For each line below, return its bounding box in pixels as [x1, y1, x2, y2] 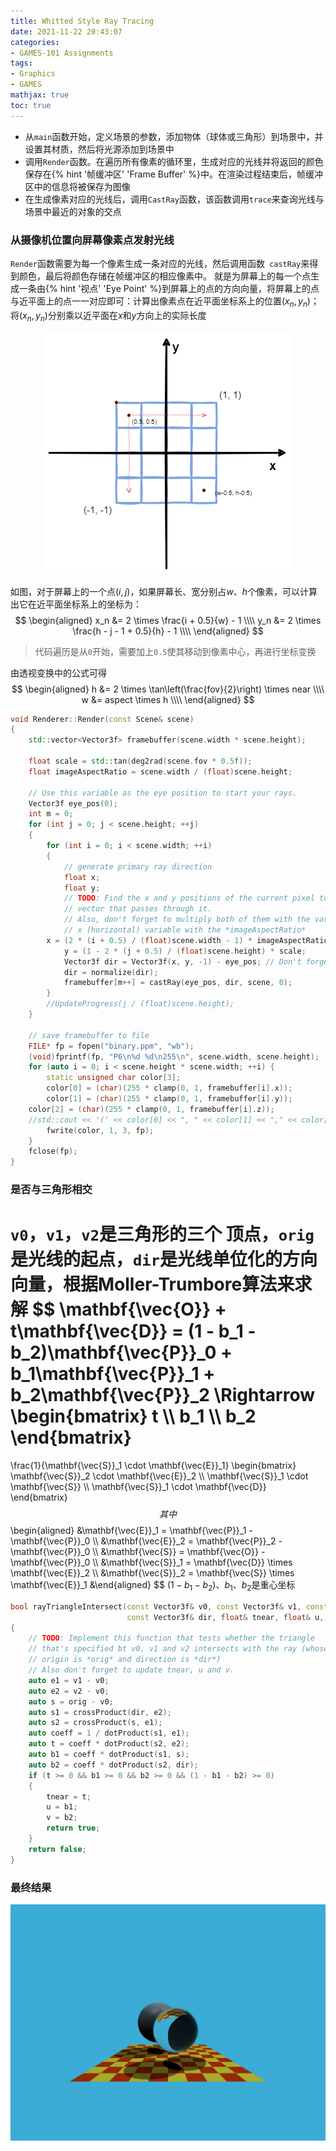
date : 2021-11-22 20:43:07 [10, 26, 123, 37]
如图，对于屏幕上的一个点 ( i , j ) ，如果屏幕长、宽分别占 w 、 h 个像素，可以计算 [10, 585, 318, 597]
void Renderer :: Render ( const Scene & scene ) [10, 714, 195, 724]
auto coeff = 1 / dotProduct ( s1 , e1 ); [28, 1728, 190, 1739]
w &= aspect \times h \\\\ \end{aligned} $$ [81, 693, 255, 705]
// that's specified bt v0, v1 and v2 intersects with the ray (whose [28, 1644, 329, 1654]
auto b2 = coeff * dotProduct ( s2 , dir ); [28, 1760, 199, 1770]
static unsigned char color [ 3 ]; [46, 1073, 182, 1083]
